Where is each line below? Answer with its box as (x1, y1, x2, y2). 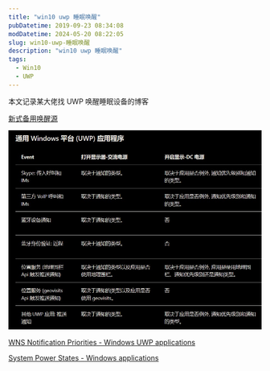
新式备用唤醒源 (8, 113, 58, 123)
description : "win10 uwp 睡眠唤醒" (8, 47, 123, 56)
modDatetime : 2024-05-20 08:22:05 (8, 30, 125, 38)
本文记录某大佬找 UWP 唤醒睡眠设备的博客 (8, 97, 149, 106)
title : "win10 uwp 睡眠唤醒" (8, 13, 101, 21)
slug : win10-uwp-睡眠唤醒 (8, 39, 91, 47)
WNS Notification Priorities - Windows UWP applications (8, 337, 195, 347)
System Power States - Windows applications (8, 352, 159, 362)
